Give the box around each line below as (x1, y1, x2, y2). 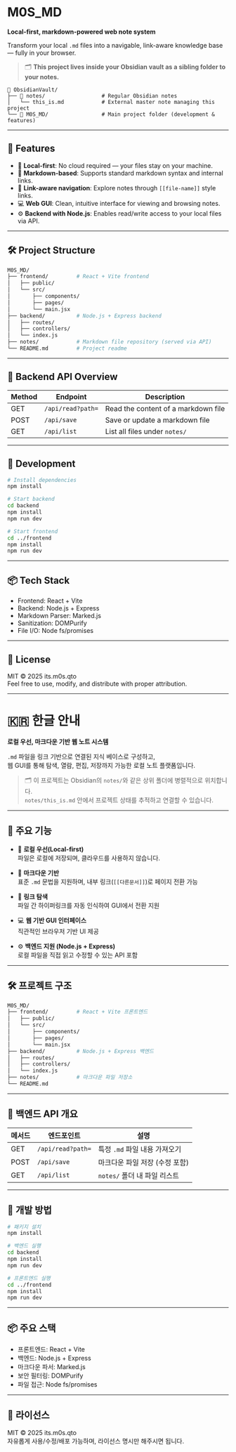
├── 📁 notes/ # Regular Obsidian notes (7, 92, 178, 99)
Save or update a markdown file (105, 415, 210, 425)
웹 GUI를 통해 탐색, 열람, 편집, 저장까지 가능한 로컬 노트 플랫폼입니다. (7, 761, 195, 769)
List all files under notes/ (105, 426, 188, 436)
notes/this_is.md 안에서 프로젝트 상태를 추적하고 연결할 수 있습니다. (24, 795, 214, 804)
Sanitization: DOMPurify (17, 619, 87, 627)
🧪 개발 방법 (7, 1204, 53, 1216)
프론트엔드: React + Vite (17, 1345, 86, 1354)
